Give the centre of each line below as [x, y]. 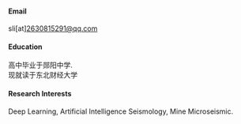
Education [25, 47]
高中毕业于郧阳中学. [41, 65]
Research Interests [40, 94]
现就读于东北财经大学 [43, 75]
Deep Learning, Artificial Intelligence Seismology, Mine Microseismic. [121, 111]
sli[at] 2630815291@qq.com [53, 28]
